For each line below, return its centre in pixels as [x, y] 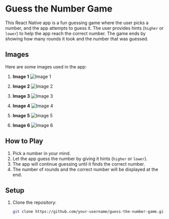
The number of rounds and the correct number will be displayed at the [85, 169]
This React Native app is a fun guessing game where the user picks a [77, 23]
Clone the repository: [34, 202]
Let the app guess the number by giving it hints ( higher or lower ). [80, 159]
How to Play [24, 141]
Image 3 [21, 96]
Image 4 [21, 106]
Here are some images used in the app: [46, 66]
